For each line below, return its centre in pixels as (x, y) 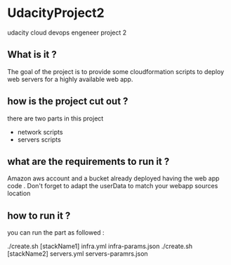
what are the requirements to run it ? (88, 161)
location (19, 193)
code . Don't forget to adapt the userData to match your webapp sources (113, 186)
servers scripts (39, 140)
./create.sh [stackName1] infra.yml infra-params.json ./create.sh (100, 246)
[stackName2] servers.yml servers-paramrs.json (78, 254)
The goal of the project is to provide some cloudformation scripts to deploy (116, 71)
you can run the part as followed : (56, 233)
